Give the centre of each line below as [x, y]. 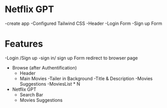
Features [24, 44]
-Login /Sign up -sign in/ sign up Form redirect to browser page [71, 58]
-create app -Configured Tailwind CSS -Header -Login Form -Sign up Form [83, 23]
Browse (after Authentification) [45, 67]
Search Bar [32, 94]
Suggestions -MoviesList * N [50, 84]
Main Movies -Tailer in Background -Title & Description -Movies [86, 78]
